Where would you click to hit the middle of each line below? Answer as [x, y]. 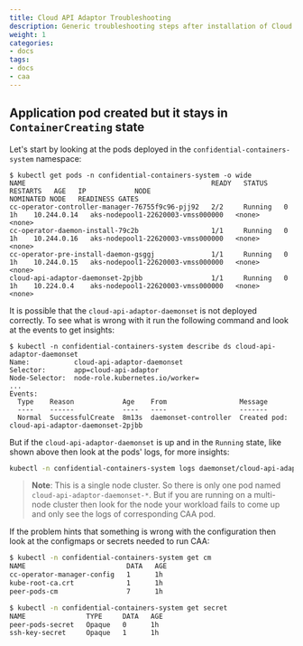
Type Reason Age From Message [143, 402]
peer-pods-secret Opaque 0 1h [84, 624]
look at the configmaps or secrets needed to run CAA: [110, 541]
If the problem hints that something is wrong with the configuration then [143, 532]
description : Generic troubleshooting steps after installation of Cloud [151, 26]
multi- [265, 495]
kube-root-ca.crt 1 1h [87, 584]
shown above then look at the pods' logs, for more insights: [119, 452]
